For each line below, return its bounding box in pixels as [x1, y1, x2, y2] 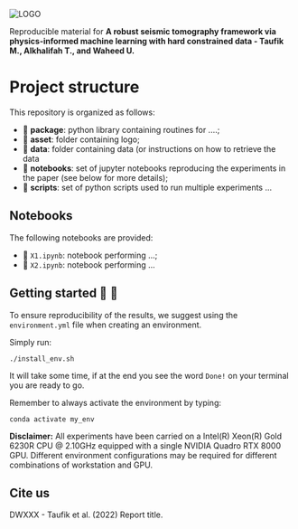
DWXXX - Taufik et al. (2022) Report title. [9, 509, 163, 520]
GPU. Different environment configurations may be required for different [9, 449, 277, 460]
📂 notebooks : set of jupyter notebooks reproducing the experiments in [22, 163, 286, 174]
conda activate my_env [9, 414, 95, 424]
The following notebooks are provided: [9, 231, 154, 243]
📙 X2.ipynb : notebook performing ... [22, 259, 155, 270]
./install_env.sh [9, 354, 75, 364]
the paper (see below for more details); [22, 172, 169, 183]
